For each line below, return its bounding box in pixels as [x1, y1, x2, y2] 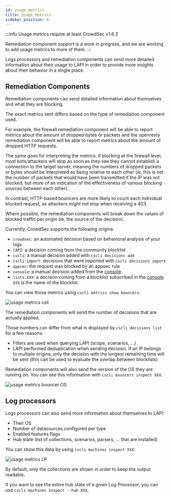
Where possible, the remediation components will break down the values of [5, 211, 164, 217]
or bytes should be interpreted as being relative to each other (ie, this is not [5, 169, 164, 175]
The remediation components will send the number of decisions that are [5, 309, 157, 316]
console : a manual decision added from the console [12, 268, 121, 275]
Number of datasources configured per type [12, 426, 106, 431]
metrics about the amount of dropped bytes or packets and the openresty [5, 132, 160, 138]
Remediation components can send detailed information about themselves [5, 96, 162, 102]
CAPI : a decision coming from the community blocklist [12, 247, 126, 253]
